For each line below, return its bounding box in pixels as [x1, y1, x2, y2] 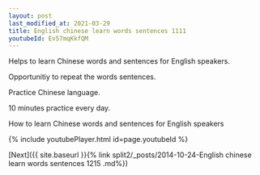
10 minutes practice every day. [8, 103, 111, 113]
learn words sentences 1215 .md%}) [8, 159, 128, 169]
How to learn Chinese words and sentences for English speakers [8, 119, 224, 129]
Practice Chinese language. [8, 88, 100, 98]
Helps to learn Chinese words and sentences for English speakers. [8, 56, 231, 66]
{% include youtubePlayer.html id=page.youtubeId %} [8, 135, 189, 144]
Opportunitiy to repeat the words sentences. [8, 72, 156, 81]
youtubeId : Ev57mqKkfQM [8, 34, 89, 43]
